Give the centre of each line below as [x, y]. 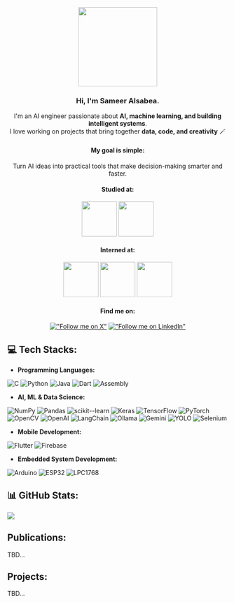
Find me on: [118, 311]
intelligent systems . [118, 124]
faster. [118, 173]
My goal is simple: [118, 150]
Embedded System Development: [67, 459]
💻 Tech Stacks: [42, 350]
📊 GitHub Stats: [43, 496]
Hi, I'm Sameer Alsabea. [118, 100]
